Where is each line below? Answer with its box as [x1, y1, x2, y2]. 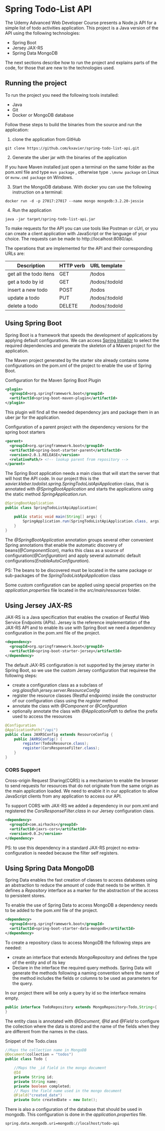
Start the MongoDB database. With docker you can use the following [12, 184, 151, 190]
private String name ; [14, 1079, 58, 1084]
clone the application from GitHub [12, 136, 81, 142]
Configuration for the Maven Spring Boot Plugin [5, 377, 102, 383]
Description [17, 262, 45, 269]
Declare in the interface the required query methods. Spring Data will [12, 965, 152, 970]
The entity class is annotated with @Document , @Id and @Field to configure [5, 1018, 160, 1024]
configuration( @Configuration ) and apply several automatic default [5, 552, 141, 558]
